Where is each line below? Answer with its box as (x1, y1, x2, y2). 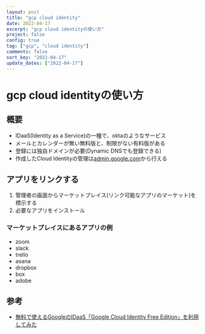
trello (15, 251, 29, 258)
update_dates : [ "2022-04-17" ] (6, 60, 84, 66)
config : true (6, 37, 40, 43)
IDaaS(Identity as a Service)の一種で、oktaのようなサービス (15, 132, 166, 139)
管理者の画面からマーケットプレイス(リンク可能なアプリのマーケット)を (15, 192, 196, 199)
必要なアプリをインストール (15, 207, 86, 214)
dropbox (15, 264, 37, 271)
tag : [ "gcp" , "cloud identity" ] (6, 43, 89, 49)
